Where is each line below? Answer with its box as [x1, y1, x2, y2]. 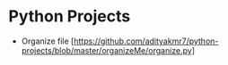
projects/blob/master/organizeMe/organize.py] [21, 45, 195, 55]
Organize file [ [21, 36, 75, 46]
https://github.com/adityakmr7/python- [74, 36, 219, 46]
